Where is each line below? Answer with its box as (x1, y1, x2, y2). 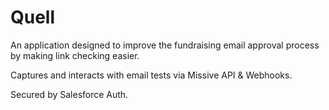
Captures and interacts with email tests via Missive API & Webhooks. (10, 69, 293, 81)
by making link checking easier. (10, 49, 140, 61)
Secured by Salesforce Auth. (10, 88, 129, 100)
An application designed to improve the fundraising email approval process (10, 39, 320, 51)
